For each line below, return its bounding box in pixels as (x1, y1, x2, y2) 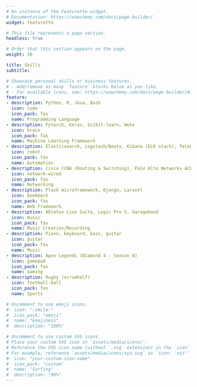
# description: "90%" (6, 372, 62, 378)
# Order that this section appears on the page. (6, 46, 127, 52)
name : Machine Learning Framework (11, 138, 96, 144)
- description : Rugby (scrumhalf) (6, 274, 91, 280)
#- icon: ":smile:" (6, 307, 54, 313)
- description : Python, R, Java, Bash (6, 100, 101, 106)
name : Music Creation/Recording (11, 225, 91, 232)
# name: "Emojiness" (6, 318, 59, 324)
